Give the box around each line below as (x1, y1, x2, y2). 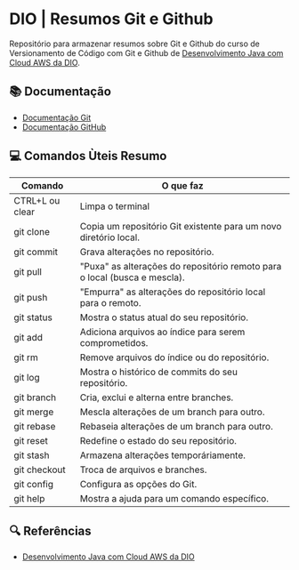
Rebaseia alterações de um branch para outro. (79, 420, 273, 432)
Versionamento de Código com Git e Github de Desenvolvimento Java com (9, 47, 284, 58)
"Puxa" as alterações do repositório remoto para (79, 260, 282, 272)
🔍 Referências (9, 523, 92, 538)
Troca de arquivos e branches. (79, 463, 207, 476)
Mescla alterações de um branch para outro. (79, 405, 265, 418)
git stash (13, 449, 50, 462)
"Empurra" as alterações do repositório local (79, 285, 266, 298)
